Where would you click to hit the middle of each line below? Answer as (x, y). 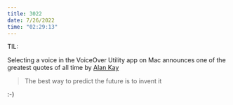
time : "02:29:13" (33, 27)
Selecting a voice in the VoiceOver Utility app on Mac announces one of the (116, 60)
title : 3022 (25, 14)
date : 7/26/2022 (31, 20)
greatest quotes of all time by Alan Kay (63, 68)
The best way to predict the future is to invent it (93, 81)
